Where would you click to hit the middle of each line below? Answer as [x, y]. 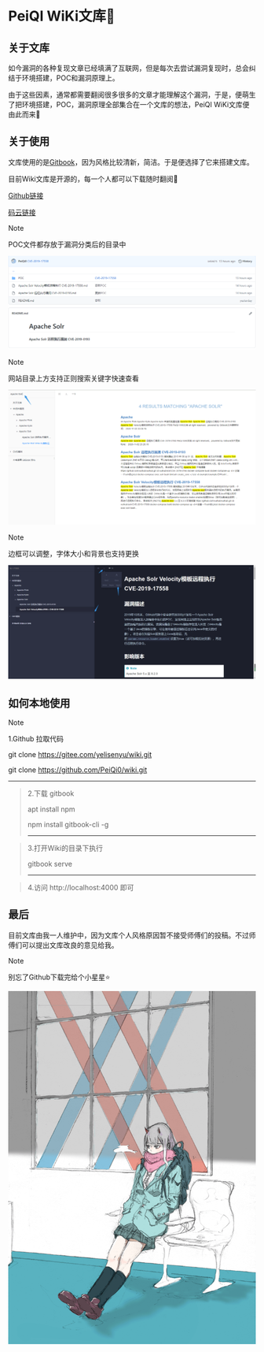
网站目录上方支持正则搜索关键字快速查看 [73, 378]
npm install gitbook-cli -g [68, 825]
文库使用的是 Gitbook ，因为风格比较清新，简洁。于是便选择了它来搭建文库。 [131, 162]
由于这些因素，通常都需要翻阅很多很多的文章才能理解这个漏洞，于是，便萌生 [132, 95]
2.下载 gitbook [51, 793]
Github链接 [26, 195]
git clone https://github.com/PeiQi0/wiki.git [78, 770]
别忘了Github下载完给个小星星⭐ [59, 977]
